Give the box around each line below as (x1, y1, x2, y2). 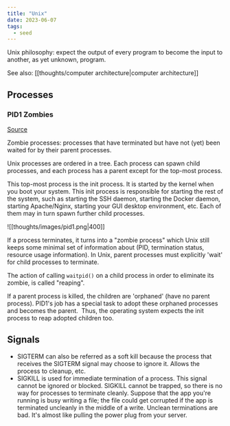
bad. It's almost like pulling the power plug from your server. (16, 411, 187, 419)
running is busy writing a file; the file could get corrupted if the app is (16, 396, 214, 404)
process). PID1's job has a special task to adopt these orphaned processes (7, 299, 218, 307)
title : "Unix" (7, 10, 48, 17)
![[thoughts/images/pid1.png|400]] (7, 222, 105, 231)
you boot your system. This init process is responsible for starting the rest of (7, 187, 224, 195)
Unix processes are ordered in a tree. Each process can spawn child (7, 159, 200, 168)
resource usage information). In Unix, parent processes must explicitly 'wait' (7, 250, 223, 258)
